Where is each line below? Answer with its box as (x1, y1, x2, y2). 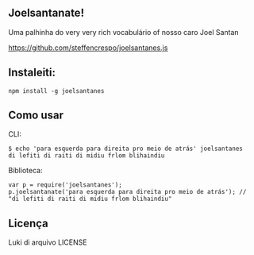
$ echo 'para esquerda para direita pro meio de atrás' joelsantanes (8, 145, 244, 153)
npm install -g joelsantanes (8, 87, 105, 95)
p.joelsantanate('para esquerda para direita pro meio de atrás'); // (8, 188, 247, 196)
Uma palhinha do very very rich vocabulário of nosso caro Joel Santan (8, 27, 240, 37)
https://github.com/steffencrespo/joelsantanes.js (8, 43, 168, 52)
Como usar (8, 109, 64, 122)
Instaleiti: (8, 66, 56, 79)
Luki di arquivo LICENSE (8, 238, 87, 247)
